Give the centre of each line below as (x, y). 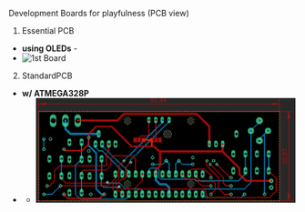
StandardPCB (47, 76)
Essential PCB (48, 30)
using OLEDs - (50, 48)
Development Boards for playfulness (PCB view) (99, 13)
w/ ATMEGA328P (56, 93)
